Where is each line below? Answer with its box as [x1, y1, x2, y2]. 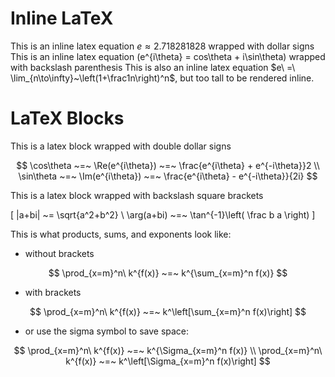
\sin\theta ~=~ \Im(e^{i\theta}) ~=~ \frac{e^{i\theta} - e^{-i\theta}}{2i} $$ [18, 170, 318, 182]
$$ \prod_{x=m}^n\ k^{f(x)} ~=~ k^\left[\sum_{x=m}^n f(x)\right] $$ [29, 305, 307, 317]
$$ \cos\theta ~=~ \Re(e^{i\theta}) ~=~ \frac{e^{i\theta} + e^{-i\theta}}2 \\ [16, 159, 320, 171]
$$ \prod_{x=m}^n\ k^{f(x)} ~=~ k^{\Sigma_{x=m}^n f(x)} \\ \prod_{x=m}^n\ [13, 344, 323, 356]
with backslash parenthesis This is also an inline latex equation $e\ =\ [10, 61, 296, 73]
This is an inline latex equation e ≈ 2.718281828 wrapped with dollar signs [10, 40, 315, 52]
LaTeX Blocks [10, 107, 125, 130]
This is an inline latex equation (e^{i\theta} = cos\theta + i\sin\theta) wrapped [10, 50, 326, 62]
